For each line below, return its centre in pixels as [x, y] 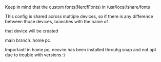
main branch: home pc [28, 40]
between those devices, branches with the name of [57, 22]
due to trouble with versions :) [35, 55]
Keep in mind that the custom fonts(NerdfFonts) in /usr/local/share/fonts [78, 7]
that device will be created [32, 31]
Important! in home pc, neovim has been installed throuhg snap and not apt [80, 50]
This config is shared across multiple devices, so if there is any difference [79, 16]
